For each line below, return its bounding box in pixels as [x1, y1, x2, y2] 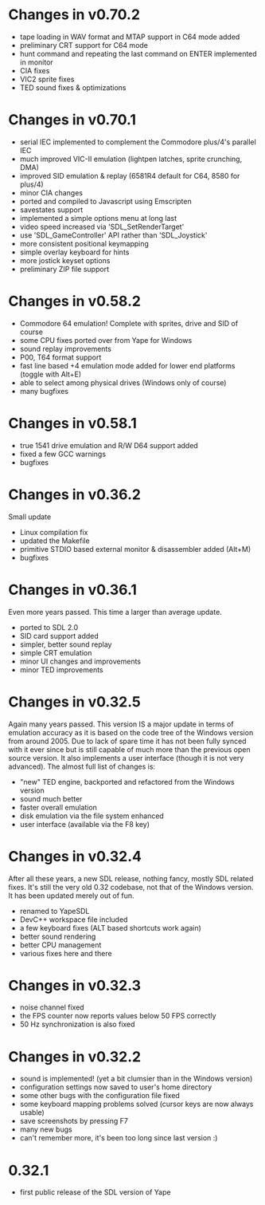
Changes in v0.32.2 [8, 1047, 142, 1065]
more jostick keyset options [19, 255, 111, 265]
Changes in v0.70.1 [8, 111, 137, 129]
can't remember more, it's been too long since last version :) [19, 1133, 218, 1143]
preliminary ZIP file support [19, 264, 110, 274]
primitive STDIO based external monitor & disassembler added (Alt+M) [19, 544, 251, 553]
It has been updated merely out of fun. [8, 891, 134, 900]
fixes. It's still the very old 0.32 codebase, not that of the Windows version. [8, 882, 254, 892]
